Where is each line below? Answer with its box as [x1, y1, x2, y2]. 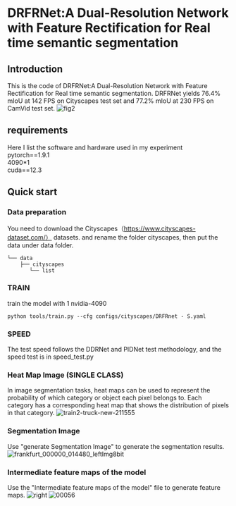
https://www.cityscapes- [123, 224, 196, 233]
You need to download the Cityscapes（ [7, 224, 125, 233]
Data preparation [7, 207, 67, 217]
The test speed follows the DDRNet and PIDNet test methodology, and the [7, 345, 222, 354]
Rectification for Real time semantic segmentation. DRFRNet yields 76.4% [7, 90, 221, 97]
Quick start [7, 186, 58, 198]
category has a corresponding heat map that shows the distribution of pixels [7, 401, 229, 409]
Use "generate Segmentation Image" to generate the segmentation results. [7, 442, 225, 450]
